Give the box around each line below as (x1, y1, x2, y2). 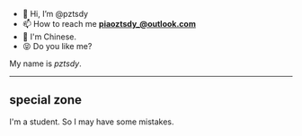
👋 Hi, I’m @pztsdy (22, 9, 88, 19)
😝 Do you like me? (22, 41, 93, 51)
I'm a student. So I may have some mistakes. (9, 116, 174, 127)
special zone (9, 92, 83, 107)
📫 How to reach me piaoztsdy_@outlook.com (22, 19, 196, 29)
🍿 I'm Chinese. (22, 31, 76, 42)
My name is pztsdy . (9, 58, 83, 69)
